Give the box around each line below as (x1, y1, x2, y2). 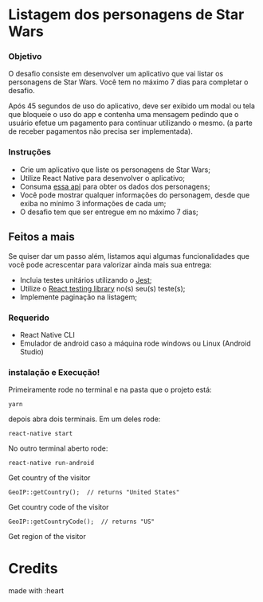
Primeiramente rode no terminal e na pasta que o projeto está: (8, 385, 213, 395)
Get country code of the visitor (8, 502, 109, 512)
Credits (8, 560, 58, 578)
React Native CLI (19, 330, 76, 339)
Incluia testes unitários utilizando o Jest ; (19, 275, 153, 284)
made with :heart (8, 586, 64, 596)
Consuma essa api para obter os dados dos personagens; (19, 182, 210, 191)
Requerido (8, 312, 50, 323)
